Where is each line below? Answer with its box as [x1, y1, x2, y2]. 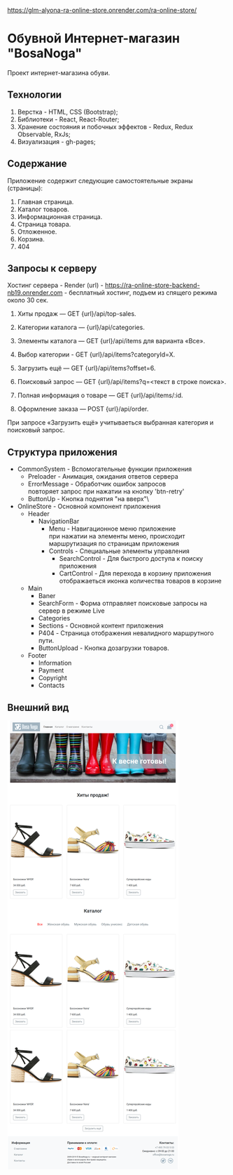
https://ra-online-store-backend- [104, 281, 201, 290]
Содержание [7, 158, 68, 170]
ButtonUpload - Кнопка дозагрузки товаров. [38, 644, 169, 652]
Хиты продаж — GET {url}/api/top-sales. [17, 310, 136, 318]
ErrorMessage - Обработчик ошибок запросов [27, 480, 167, 489]
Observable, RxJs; [17, 130, 71, 138]
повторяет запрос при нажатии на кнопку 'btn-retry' [27, 487, 185, 496]
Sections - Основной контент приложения [38, 621, 164, 630]
